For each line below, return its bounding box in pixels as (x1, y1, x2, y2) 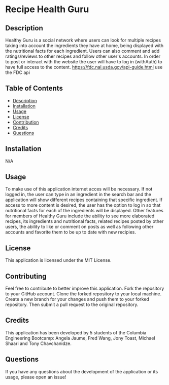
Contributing (5, 272, 47, 281)
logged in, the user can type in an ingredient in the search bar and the (5, 191, 151, 198)
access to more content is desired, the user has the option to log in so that (5, 202, 161, 208)
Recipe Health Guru (5, 4, 89, 15)
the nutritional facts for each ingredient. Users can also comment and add (5, 48, 160, 54)
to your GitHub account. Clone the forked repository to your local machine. (5, 291, 161, 297)
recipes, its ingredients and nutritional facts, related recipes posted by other (5, 218, 164, 224)
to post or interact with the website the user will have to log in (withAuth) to (5, 59, 162, 64)
